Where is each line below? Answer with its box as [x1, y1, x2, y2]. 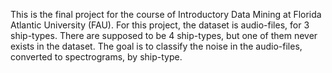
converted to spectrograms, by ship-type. [10, 51, 183, 63]
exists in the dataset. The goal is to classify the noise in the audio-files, [10, 40, 303, 52]
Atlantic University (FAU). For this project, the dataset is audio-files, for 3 [10, 19, 310, 31]
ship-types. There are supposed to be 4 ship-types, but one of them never [10, 30, 318, 41]
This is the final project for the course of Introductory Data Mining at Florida [10, 9, 322, 20]
